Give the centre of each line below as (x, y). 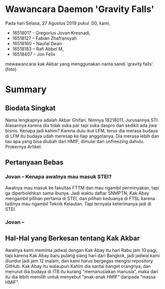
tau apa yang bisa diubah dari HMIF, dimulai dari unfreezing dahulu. (75, 141)
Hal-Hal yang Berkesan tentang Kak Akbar (72, 238)
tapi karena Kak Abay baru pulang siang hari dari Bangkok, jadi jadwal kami (82, 256)
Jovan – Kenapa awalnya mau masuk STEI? (58, 177)
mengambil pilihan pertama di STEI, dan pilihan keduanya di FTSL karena (80, 198)
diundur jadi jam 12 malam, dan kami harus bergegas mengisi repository (79, 261)
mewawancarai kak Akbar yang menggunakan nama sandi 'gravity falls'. (79, 64)
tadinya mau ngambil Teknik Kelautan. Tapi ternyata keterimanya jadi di (78, 204)
